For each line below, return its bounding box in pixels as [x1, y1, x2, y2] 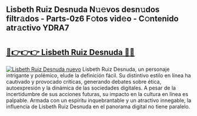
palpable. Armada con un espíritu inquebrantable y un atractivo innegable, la [6, 97, 192, 104]
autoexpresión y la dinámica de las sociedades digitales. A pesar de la [6, 84, 176, 91]
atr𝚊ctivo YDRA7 [6, 23, 69, 33]
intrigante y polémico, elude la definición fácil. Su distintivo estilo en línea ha [6, 72, 191, 79]
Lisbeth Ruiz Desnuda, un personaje [82, 66, 170, 73]
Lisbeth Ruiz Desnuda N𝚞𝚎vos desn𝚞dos [6, 5, 160, 15]
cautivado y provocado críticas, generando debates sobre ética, [6, 79, 162, 85]
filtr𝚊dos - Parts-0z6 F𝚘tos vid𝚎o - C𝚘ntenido [6, 14, 179, 24]
